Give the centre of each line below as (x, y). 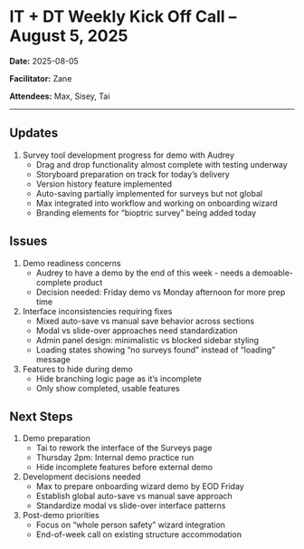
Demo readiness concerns (71, 263)
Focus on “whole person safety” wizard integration (131, 525)
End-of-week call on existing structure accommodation (139, 535)
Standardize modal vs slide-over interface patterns (131, 506)
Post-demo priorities (61, 515)
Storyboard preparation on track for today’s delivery (133, 174)
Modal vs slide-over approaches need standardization (137, 330)
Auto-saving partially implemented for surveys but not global (149, 193)
